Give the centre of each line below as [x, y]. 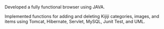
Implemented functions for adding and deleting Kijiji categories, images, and [82, 16]
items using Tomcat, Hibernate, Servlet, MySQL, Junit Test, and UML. [75, 22]
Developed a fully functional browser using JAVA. [55, 7]
